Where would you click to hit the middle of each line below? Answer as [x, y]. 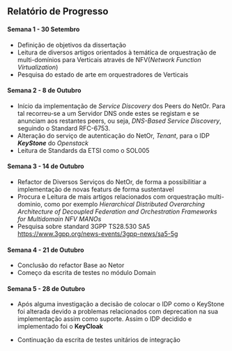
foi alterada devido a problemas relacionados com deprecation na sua [117, 312]
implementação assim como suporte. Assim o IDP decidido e [105, 319]
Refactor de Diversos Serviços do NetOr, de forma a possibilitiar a [112, 182]
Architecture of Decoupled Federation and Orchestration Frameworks [117, 211]
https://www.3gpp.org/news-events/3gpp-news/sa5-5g [98, 234]
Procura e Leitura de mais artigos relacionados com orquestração [111, 197]
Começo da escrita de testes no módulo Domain [87, 273]
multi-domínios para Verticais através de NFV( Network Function [109, 59]
